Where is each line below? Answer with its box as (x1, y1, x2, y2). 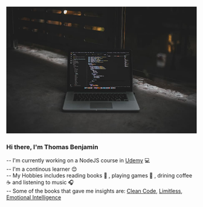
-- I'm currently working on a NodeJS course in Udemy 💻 (6, 157, 150, 164)
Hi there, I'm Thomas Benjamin (6, 143, 98, 151)
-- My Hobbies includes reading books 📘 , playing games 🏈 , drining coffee (6, 172, 192, 179)
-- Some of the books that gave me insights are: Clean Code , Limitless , (6, 188, 183, 195)
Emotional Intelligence (6, 194, 62, 201)
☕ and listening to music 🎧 (6, 179, 74, 186)
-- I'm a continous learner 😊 (6, 165, 77, 173)
